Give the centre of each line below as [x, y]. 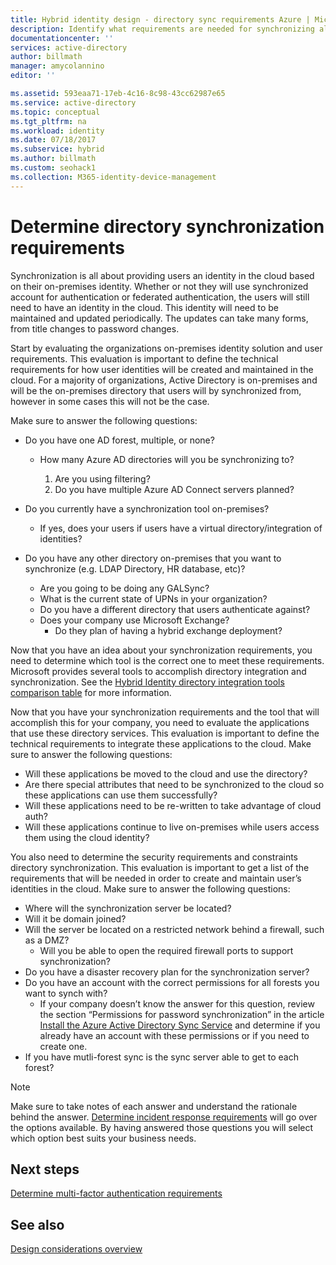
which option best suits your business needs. [103, 1138]
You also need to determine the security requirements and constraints [154, 857]
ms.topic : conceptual [55, 112]
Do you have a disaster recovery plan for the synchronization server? [167, 972]
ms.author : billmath [53, 159]
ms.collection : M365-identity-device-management [113, 177]
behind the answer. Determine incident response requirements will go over [164, 1117]
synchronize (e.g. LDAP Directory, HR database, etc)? [135, 568]
